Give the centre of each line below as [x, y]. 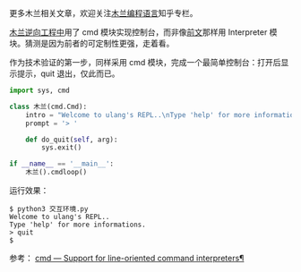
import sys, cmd [39, 90]
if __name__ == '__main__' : [62, 164]
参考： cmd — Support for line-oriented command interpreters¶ [127, 258]
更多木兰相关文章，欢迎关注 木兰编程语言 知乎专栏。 [103, 13]
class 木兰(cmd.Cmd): [48, 106]
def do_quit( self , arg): [72, 140]
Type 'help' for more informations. [77, 225]
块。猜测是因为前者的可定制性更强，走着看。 [92, 43]
